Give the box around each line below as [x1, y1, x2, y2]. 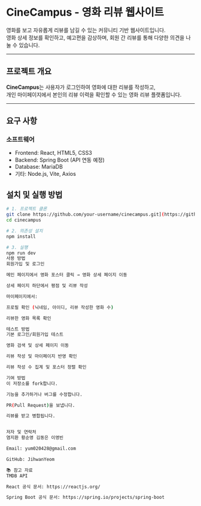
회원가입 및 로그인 [6, 261, 45, 267]
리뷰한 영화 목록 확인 [6, 315, 51, 321]
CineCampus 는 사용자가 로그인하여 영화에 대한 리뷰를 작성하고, [6, 83, 156, 91]
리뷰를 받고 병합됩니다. [6, 413, 56, 419]
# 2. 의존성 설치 [6, 227, 43, 234]
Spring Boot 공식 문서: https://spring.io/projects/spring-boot [6, 495, 165, 501]
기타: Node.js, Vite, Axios [14, 170, 77, 178]
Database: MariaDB [14, 163, 63, 170]
